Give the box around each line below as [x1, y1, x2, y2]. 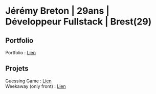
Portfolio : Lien [5, 50, 36, 55]
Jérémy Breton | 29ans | [5, 5, 110, 17]
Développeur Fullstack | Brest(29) [5, 16, 152, 27]
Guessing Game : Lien [5, 78, 52, 84]
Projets [5, 64, 29, 73]
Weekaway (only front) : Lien [5, 83, 66, 89]
